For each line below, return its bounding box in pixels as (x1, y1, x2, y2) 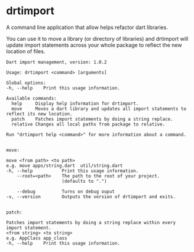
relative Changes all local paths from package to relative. (11, 121, 166, 127)
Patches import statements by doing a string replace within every (6, 219, 176, 225)
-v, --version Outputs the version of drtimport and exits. (6, 193, 176, 199)
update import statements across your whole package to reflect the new (6, 41, 182, 49)
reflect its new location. (6, 111, 73, 117)
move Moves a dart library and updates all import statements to (11, 105, 186, 112)
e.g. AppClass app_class (6, 235, 67, 241)
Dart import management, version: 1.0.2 (6, 59, 108, 65)
